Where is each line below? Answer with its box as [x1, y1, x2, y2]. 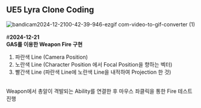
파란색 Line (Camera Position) [14, 53, 88, 61]
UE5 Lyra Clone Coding [6, 5, 94, 15]
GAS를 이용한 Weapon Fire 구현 [6, 40, 83, 47]
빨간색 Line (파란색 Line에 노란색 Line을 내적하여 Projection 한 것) [14, 68, 172, 76]
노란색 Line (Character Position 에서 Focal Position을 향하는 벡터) [14, 61, 173, 68]
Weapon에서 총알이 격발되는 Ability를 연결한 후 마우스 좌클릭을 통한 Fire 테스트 [6, 87, 193, 95]
